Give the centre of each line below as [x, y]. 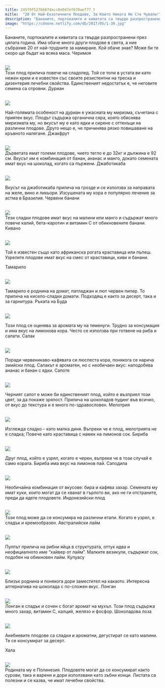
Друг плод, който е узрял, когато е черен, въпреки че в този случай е [79, 458]
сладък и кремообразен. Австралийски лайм [53, 523]
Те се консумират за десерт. [35, 641]
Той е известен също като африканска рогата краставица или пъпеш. [78, 252]
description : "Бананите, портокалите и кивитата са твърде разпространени [83, 19]
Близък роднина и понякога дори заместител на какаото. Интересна [77, 581]
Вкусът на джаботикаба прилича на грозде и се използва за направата [80, 188]
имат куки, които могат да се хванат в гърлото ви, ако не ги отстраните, [81, 492]
